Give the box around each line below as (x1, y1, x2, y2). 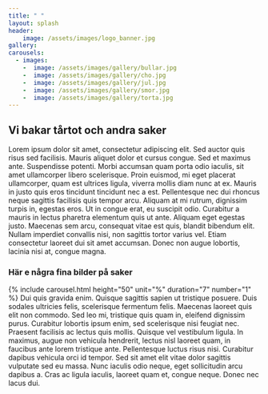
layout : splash (8, 19, 59, 27)
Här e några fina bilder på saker (8, 266, 134, 277)
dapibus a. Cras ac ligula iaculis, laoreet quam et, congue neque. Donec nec (8, 370, 259, 380)
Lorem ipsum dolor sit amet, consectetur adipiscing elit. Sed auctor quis (8, 145, 246, 155)
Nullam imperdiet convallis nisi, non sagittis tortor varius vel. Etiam (8, 230, 226, 239)
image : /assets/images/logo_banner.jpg (22, 34, 156, 42)
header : (8, 26, 34, 34)
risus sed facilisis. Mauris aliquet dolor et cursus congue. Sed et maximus (8, 153, 251, 163)
